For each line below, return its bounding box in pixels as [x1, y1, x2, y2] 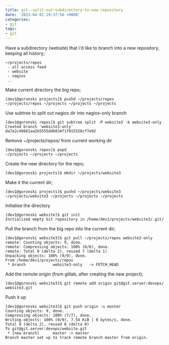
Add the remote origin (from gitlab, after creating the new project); [5, 271, 144, 277]
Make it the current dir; [5, 180, 53, 185]
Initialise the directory [5, 202, 51, 209]
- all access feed [7, 64, 47, 70]
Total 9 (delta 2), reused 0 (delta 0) [5, 322, 90, 327]
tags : [5, 26, 17, 31]
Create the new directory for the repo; [5, 161, 85, 166]
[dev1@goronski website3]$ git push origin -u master [5, 304, 121, 309]
